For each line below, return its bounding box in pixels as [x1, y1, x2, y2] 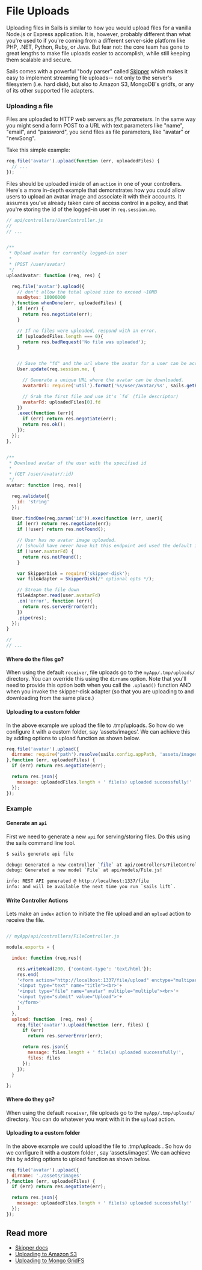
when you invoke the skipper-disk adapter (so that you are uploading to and [6, 688, 194, 695]
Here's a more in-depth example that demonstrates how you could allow [6, 186, 185, 194]
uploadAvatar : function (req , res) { [6, 272, 101, 278]
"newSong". [6, 135, 36, 142]
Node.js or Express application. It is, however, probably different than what [6, 30, 191, 37]
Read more [6, 1228, 48, 1238]
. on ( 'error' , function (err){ [17, 598, 93, 604]
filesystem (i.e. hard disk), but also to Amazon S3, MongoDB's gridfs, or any [6, 80, 194, 88]
